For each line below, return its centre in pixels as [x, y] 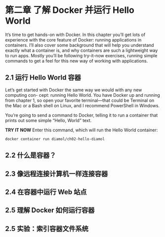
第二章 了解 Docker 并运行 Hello [70, 10]
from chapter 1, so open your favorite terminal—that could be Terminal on [80, 100]
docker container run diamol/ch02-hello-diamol [55, 139]
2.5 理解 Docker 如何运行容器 [50, 210]
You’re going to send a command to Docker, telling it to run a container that [82, 115]
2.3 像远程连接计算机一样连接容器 [57, 174]
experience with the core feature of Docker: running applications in [73, 39]
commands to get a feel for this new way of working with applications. [77, 61]
